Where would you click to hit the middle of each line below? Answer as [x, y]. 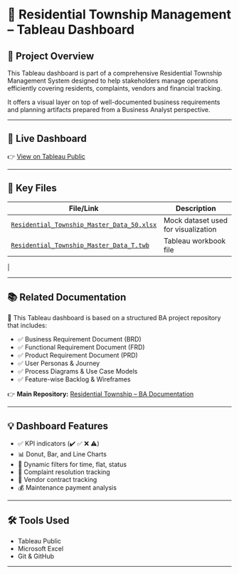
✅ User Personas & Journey [59, 364]
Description [196, 208]
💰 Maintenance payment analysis [67, 488]
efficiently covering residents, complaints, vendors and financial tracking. [115, 88]
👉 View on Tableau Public [46, 156]
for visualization [190, 229]
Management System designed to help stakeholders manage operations [113, 81]
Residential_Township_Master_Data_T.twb [80, 245]
